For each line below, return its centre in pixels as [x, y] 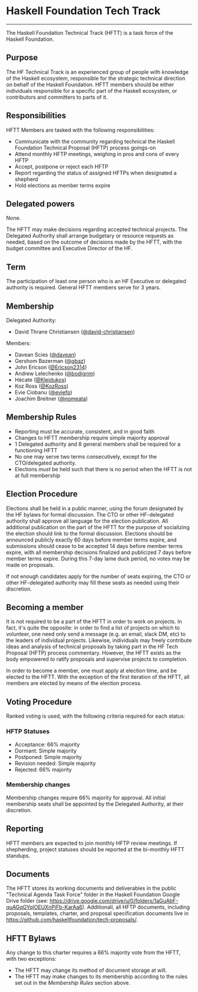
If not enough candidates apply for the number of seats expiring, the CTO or [98, 576]
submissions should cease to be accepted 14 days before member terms [94, 546]
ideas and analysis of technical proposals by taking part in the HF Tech [92, 647]
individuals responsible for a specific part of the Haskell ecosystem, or [92, 90]
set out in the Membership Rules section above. [72, 983]
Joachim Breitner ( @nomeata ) [51, 398]
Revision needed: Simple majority [55, 763]
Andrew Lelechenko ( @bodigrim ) [55, 373]
